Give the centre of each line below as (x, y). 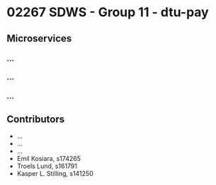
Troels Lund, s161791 (47, 166)
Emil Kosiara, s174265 (49, 159)
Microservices (39, 38)
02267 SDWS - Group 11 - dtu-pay (108, 12)
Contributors (36, 119)
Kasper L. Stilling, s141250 (55, 174)
